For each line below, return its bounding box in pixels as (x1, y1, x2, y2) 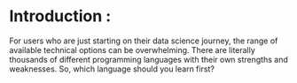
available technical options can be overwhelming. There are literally (9, 44, 255, 55)
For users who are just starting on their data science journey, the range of (9, 35, 278, 46)
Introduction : (9, 6, 112, 26)
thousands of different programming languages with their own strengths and (9, 54, 288, 64)
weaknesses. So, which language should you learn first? (9, 64, 215, 74)
